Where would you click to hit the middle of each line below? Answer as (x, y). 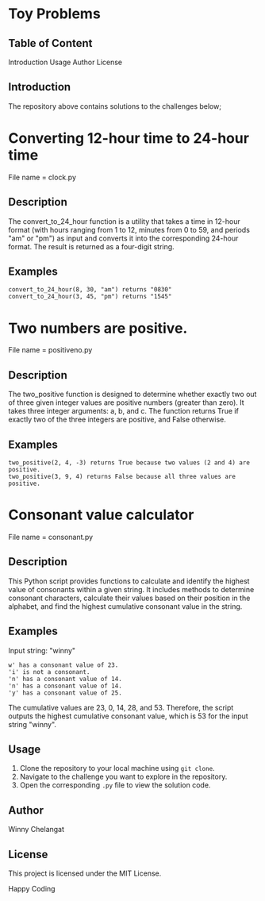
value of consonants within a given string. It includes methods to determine (131, 589)
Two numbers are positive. (98, 328)
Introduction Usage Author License (65, 62)
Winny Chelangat (36, 830)
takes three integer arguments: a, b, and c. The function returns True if (124, 411)
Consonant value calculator (101, 515)
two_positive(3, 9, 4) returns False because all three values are (122, 476)
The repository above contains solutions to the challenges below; (115, 106)
